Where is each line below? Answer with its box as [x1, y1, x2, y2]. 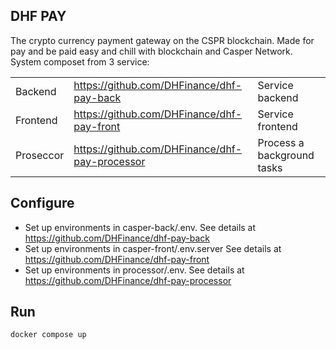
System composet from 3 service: [10, 55, 150, 68]
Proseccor [15, 148, 65, 162]
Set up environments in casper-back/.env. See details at [24, 221, 257, 233]
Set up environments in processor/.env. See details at [24, 264, 245, 276]
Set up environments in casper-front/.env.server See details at [24, 242, 282, 254]
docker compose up [10, 330, 87, 340]
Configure [10, 195, 75, 212]
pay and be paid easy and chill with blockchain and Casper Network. [10, 45, 293, 57]
